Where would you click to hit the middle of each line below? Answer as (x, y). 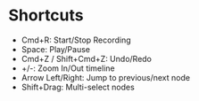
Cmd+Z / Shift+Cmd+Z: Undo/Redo (87, 58)
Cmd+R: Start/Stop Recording (76, 40)
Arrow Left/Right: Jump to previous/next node (106, 77)
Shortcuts (46, 16)
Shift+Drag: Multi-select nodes (78, 87)
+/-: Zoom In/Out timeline (68, 68)
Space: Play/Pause (56, 49)
